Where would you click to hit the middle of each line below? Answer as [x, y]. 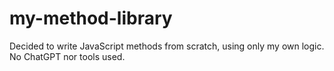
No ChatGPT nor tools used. [67, 56]
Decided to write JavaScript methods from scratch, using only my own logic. [167, 46]
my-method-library [91, 18]
